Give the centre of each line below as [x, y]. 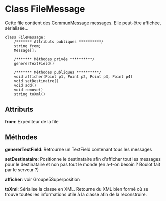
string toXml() [30, 94]
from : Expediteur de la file [32, 121]
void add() [25, 85]
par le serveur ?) [22, 169]
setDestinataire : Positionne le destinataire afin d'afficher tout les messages [83, 159]
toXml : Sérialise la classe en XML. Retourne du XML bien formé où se [77, 189]
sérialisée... [17, 28]
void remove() [29, 90]
